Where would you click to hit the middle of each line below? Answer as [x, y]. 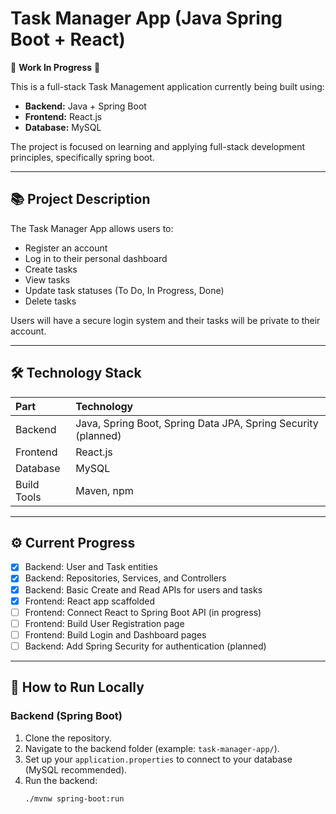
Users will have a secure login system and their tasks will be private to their [165, 320]
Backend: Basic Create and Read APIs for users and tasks [143, 589]
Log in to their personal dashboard [96, 258]
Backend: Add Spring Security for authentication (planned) [145, 646]
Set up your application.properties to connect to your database [158, 759]
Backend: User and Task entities [91, 567]
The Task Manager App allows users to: [92, 228]
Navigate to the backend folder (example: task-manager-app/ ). [152, 748]
